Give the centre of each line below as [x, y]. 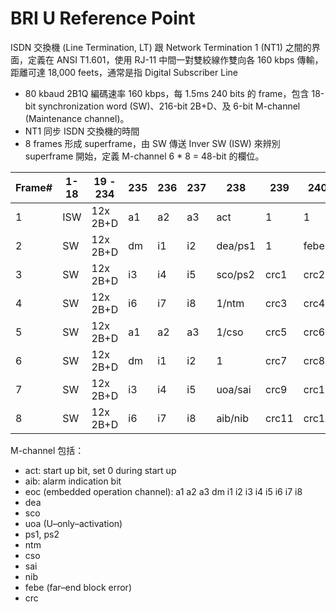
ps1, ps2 [42, 534]
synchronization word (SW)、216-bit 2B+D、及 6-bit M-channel [169, 106]
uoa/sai [234, 389]
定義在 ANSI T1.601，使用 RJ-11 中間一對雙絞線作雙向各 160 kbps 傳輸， [175, 59]
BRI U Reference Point [103, 18]
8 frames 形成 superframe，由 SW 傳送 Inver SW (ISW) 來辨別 [152, 143]
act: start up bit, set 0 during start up [100, 470]
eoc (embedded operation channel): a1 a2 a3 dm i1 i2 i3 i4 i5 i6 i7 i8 [163, 491]
